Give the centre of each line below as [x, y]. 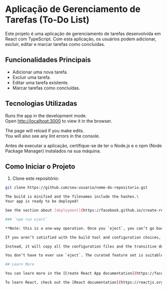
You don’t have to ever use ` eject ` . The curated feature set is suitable [84, 256]
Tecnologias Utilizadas [41, 104]
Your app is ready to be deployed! [42, 201]
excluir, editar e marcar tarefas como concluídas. [55, 44]
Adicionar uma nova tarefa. [40, 72]
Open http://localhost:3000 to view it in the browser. [59, 121]
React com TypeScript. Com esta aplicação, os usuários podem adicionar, [81, 39]
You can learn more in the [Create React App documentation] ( [71, 274]
